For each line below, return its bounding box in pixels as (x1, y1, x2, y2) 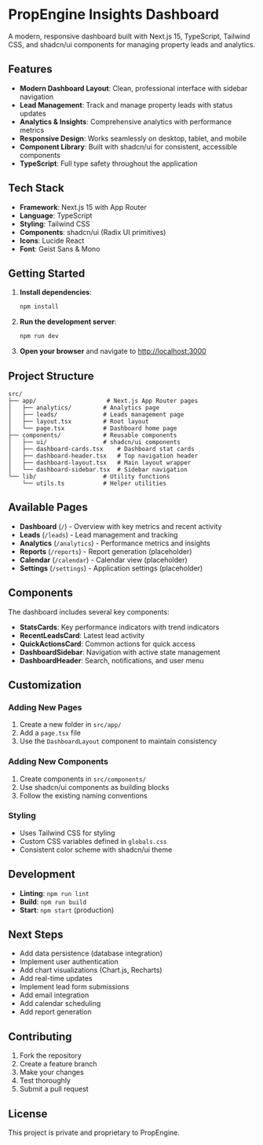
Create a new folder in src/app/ (19, 720, 122, 729)
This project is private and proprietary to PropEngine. (8, 1128, 181, 1137)
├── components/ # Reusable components (8, 431, 177, 439)
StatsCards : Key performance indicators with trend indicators (19, 622, 220, 632)
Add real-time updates (19, 974, 93, 983)
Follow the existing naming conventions (19, 791, 148, 800)
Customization (8, 678, 82, 692)
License (8, 1106, 48, 1121)
